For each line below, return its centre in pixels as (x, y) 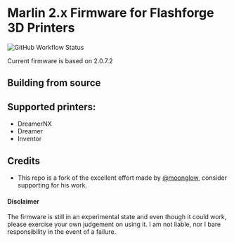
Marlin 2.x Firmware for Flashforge (111, 13)
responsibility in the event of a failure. (62, 232)
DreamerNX (35, 124)
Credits (24, 160)
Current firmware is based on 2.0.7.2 (60, 60)
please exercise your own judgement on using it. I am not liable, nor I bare (114, 224)
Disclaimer (24, 201)
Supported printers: (52, 107)
